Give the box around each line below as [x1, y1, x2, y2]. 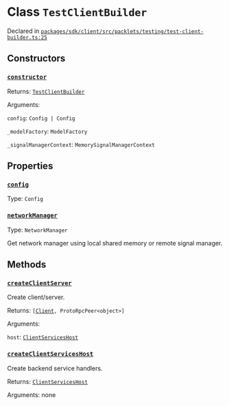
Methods [7, 259, 47, 270]
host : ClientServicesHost [7, 333, 79, 342]
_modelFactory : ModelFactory [7, 127, 88, 135]
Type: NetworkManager [7, 226, 68, 234]
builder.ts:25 [7, 34, 48, 41]
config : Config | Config [7, 114, 75, 122]
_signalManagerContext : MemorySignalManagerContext [7, 140, 156, 148]
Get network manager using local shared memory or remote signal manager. [7, 239, 223, 247]
